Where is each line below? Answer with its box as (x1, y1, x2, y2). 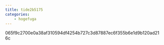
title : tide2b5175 (5, 7, 43, 12)
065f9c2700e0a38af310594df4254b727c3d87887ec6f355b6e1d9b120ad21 (5, 30, 160, 36)
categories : (5, 12, 30, 17)
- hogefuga (14, 16, 37, 21)
